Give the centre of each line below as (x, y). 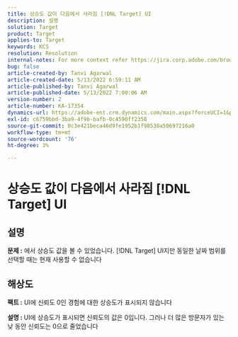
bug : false (23, 67)
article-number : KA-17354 (45, 106)
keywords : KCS (28, 47)
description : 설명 (33, 21)
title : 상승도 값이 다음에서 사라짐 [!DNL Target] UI (79, 14)
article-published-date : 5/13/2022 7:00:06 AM (77, 93)
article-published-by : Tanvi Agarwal (63, 86)
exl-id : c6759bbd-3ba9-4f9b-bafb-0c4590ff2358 (77, 119)
